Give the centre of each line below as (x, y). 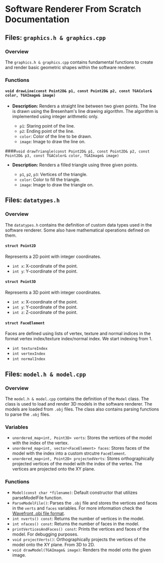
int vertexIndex (29, 354)
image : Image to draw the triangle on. (57, 185)
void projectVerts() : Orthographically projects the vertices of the (79, 539)
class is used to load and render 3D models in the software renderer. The (79, 404)
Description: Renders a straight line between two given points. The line (84, 106)
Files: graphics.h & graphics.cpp (56, 38)
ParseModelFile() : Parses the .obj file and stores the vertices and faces (85, 503)
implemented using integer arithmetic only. (55, 116)
